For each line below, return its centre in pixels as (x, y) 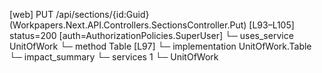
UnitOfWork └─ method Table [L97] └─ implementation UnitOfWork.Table (160, 46)
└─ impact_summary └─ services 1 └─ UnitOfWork (114, 57)
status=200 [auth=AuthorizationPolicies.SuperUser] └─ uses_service (151, 35)
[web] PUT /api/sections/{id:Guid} (79, 14)
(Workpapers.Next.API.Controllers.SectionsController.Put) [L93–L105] (152, 25)
